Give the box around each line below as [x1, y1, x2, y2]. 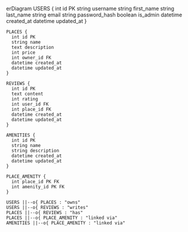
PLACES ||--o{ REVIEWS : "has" [6, 210, 83, 215]
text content [11, 91, 44, 97]
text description [11, 44, 54, 50]
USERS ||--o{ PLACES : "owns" [6, 200, 81, 205]
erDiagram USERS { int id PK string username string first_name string [6, 5, 174, 12]
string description [11, 148, 60, 153]
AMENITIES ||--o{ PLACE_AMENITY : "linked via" [6, 220, 126, 226]
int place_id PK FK [11, 179, 60, 185]
